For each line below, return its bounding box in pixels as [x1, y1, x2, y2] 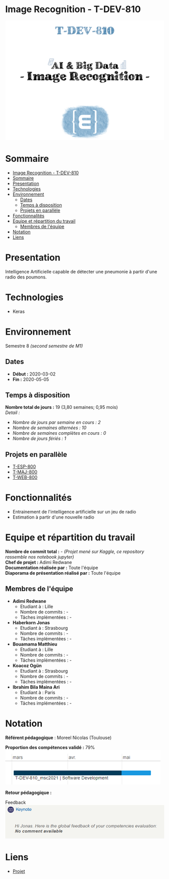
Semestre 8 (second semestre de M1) [5, 343, 83, 349]
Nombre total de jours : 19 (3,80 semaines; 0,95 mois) [5, 404, 118, 410]
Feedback [5, 799, 26, 805]
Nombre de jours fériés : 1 [12, 436, 67, 442]
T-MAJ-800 [12, 469, 38, 475]
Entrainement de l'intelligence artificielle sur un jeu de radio [12, 509, 136, 515]
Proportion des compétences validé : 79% [5, 744, 95, 750]
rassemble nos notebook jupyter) [5, 554, 74, 560]
